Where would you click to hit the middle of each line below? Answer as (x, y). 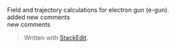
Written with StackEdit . (56, 38)
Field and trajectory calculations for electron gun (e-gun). (88, 10)
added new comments (39, 17)
